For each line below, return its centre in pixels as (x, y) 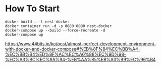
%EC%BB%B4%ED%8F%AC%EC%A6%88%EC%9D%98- (66, 54)
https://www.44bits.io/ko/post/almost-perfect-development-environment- (81, 44)
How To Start (32, 9)
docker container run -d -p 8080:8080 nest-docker (58, 26)
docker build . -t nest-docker (37, 22)
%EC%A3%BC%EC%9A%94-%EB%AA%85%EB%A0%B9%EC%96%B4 (80, 59)
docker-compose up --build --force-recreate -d (55, 30)
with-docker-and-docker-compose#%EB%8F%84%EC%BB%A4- (73, 49)
